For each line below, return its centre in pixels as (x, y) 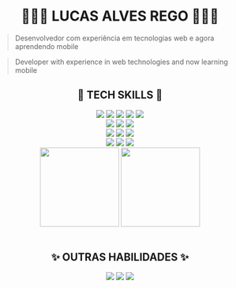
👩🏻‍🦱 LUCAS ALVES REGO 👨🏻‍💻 (120, 16)
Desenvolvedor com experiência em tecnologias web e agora (114, 38)
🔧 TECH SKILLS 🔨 (120, 95)
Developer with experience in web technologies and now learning (121, 62)
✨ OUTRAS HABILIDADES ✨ (120, 258)
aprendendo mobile (47, 46)
